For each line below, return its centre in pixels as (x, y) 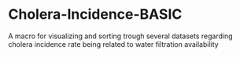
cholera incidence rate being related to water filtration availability (113, 44)
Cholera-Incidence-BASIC (95, 14)
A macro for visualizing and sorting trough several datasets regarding (120, 36)
